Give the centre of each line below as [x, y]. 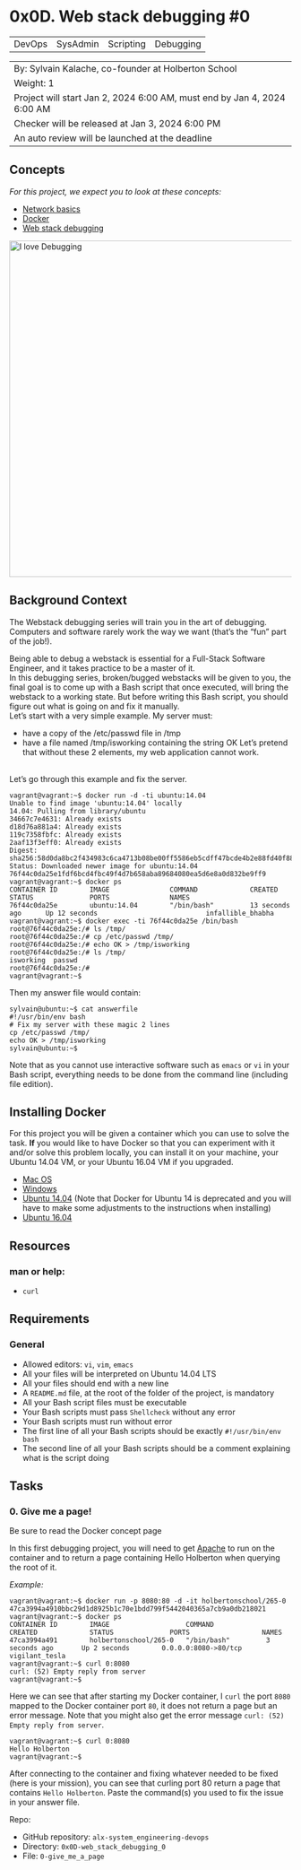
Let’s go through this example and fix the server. [99, 778]
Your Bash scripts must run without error [97, 1421]
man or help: [37, 1271]
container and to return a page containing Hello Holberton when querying [145, 1558]
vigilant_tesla [38, 1657]
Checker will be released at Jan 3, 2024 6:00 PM [117, 123]
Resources [40, 1245]
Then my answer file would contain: [75, 992]
